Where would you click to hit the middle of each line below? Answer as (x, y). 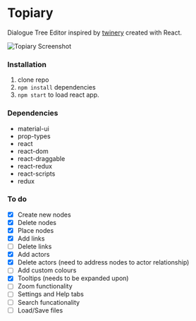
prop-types (34, 136)
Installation (27, 64)
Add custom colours (47, 270)
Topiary (30, 13)
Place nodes (36, 230)
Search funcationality (48, 302)
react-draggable (41, 158)
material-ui (33, 128)
